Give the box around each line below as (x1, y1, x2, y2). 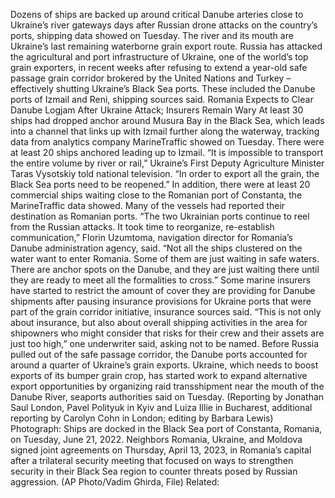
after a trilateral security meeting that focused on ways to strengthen (10, 455, 294, 466)
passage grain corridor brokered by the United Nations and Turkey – (10, 72, 292, 84)
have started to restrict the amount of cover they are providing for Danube (10, 285, 316, 296)
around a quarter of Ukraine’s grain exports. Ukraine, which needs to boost (10, 359, 319, 371)
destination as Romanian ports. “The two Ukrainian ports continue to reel (10, 210, 310, 222)
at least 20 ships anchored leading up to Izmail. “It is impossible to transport (10, 147, 324, 158)
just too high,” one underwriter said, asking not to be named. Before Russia (10, 338, 320, 349)
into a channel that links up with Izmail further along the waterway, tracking (10, 125, 320, 137)
